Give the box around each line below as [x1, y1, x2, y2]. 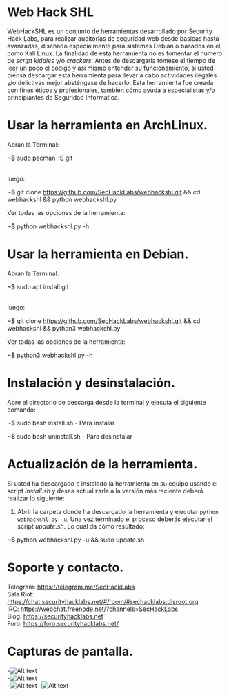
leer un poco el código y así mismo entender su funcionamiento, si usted [7, 64, 214, 72]
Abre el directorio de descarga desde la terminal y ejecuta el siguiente [7, 398, 207, 406]
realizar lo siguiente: [7, 494, 65, 502]
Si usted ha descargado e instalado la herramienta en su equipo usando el [7, 479, 218, 488]
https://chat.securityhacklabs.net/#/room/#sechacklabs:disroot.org [7, 597, 199, 605]
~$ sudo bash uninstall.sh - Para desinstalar [7, 432, 132, 440]
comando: [7, 405, 36, 414]
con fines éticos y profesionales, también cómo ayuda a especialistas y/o [7, 86, 215, 94]
